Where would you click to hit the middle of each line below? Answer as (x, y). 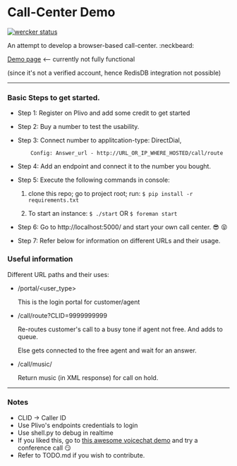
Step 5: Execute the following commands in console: (94, 180)
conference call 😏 (44, 448)
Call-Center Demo (61, 12)
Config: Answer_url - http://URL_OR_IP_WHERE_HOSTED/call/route (127, 153)
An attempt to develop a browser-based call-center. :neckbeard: (101, 45)
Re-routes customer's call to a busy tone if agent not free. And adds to (120, 329)
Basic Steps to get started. (54, 97)
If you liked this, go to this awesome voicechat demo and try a (108, 440)
